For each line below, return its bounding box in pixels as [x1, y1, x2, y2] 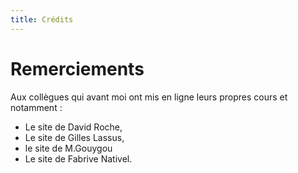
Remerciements [10, 57, 145, 80]
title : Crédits [10, 14, 74, 25]
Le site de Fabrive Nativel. [24, 152, 133, 165]
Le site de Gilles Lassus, [24, 131, 125, 143]
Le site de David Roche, [24, 121, 123, 133]
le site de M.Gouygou [24, 142, 113, 154]
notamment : [10, 101, 63, 113]
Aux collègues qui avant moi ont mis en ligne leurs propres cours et [10, 91, 288, 103]
